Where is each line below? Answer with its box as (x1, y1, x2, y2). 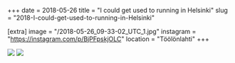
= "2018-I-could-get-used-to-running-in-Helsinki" (7, 13, 155, 22)
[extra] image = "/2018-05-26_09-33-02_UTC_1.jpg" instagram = (7, 28, 197, 35)
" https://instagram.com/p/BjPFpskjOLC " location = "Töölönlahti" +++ (7, 35, 210, 43)
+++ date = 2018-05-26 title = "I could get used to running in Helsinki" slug (7, 6, 228, 14)
